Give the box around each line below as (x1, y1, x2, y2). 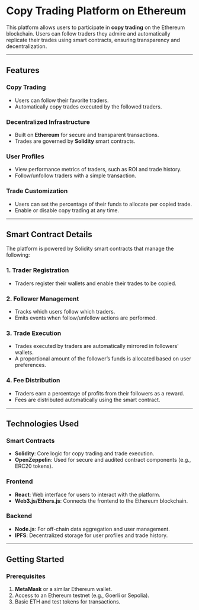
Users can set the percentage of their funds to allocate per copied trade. (14, 200, 192, 207)
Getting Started (6, 554, 65, 564)
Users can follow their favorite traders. (14, 97, 109, 104)
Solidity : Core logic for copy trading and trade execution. (14, 450, 155, 457)
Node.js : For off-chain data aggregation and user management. (14, 525, 170, 532)
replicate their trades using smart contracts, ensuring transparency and (6, 36, 181, 43)
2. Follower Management (6, 295, 79, 303)
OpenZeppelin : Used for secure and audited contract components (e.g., (14, 456, 191, 464)
